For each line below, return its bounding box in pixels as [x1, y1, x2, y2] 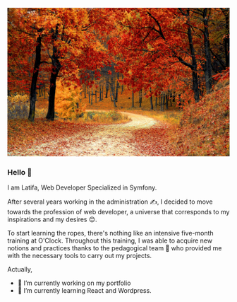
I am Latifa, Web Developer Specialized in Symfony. [7, 183, 157, 192]
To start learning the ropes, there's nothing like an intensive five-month [7, 228, 214, 237]
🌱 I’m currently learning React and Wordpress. [17, 286, 152, 294]
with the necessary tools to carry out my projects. [7, 251, 152, 260]
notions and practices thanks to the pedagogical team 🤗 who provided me [7, 243, 222, 252]
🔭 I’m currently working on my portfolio [17, 279, 131, 287]
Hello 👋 [7, 167, 32, 177]
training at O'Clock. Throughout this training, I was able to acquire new [7, 236, 213, 245]
